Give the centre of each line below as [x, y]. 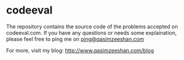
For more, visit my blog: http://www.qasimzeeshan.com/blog [80, 50]
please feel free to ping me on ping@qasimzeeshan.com [75, 39]
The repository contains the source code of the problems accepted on [92, 26]
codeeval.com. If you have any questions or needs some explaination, [91, 32]
